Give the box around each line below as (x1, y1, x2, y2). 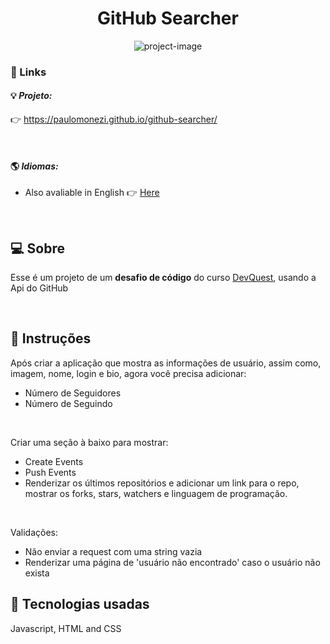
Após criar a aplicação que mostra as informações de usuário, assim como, (10, 357, 322, 369)
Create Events (24, 455, 84, 467)
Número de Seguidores (24, 387, 122, 399)
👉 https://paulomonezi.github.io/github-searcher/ (10, 113, 218, 126)
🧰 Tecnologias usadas (10, 596, 150, 613)
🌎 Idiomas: (10, 160, 59, 172)
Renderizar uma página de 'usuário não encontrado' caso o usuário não (24, 556, 321, 568)
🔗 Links (10, 65, 47, 79)
